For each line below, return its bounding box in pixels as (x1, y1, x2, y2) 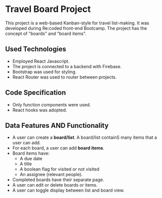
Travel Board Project (5, 3, 91, 15)
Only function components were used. (12, 101, 91, 107)
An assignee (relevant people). (19, 172, 83, 178)
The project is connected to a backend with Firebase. (12, 63, 122, 69)
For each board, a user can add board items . (12, 145, 104, 151)
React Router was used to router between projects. (12, 74, 117, 80)
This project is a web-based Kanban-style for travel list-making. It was (5, 20, 150, 26)
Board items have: (12, 150, 50, 156)
